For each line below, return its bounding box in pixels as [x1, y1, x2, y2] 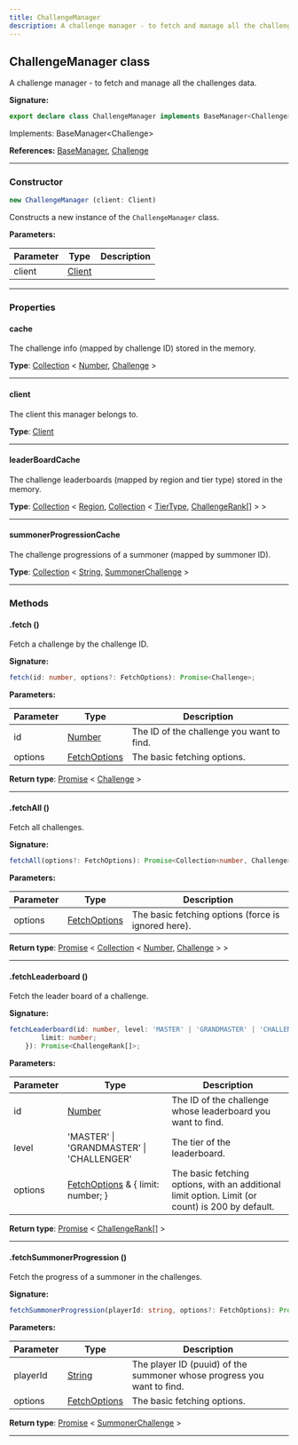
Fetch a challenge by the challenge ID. [9, 639, 149, 649]
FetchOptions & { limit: [67, 1179, 160, 1190]
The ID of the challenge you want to [131, 726, 281, 738]
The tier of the [171, 1136, 231, 1148]
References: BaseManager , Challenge [9, 146, 149, 156]
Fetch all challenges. [9, 822, 84, 833]
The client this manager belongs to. [9, 409, 139, 419]
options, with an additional [171, 1179, 281, 1190]
